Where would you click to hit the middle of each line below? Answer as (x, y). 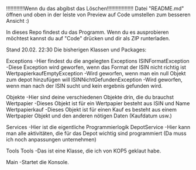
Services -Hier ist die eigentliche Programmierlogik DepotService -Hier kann (98, 127)
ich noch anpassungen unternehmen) (51, 139)
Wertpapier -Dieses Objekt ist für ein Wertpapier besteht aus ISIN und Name (98, 103)
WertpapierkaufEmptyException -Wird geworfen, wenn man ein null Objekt (96, 73)
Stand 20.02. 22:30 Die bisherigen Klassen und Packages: (76, 50)
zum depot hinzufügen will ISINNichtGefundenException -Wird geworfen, (94, 79)
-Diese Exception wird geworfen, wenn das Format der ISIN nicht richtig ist (96, 67)
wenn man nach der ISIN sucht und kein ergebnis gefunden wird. (84, 86)
